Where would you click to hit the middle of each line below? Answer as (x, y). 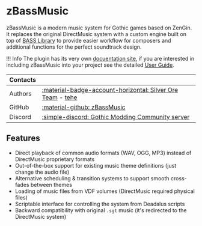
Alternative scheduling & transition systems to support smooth (92, 178)
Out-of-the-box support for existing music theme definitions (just (96, 165)
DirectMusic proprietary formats (55, 159)
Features (23, 139)
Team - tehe (60, 97)
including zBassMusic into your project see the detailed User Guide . (90, 65)
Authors (20, 93)
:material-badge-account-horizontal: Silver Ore (110, 90)
